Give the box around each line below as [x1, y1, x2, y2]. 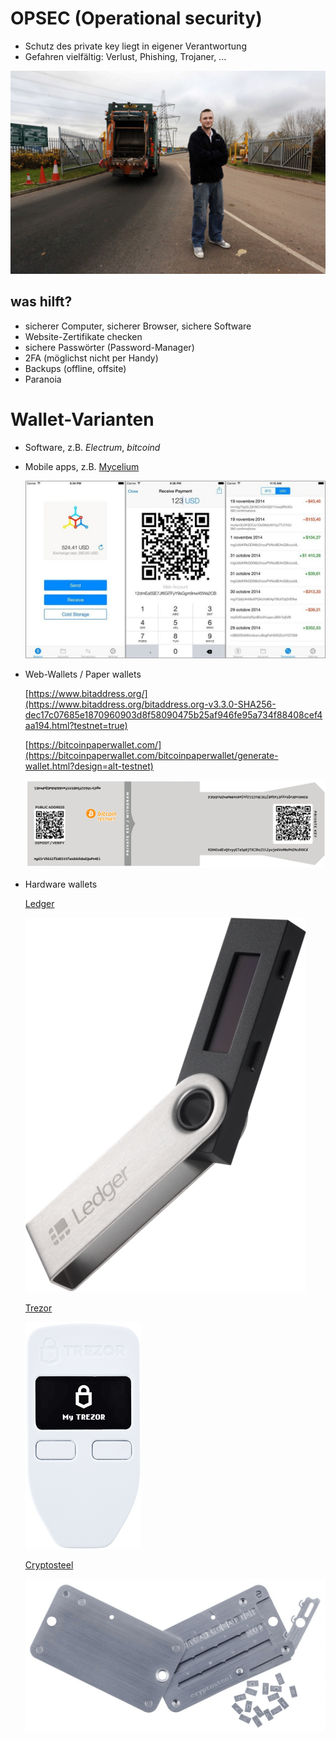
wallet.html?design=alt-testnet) [24, 760, 154, 772]
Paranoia [24, 373, 62, 385]
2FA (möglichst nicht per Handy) [24, 352, 159, 364]
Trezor [24, 1302, 53, 1314]
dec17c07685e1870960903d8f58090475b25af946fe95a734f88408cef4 [24, 708, 323, 721]
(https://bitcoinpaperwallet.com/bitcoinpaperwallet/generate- [24, 749, 279, 761]
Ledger [24, 898, 55, 910]
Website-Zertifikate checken [24, 330, 143, 342]
